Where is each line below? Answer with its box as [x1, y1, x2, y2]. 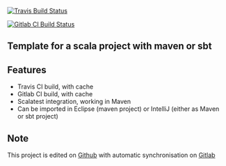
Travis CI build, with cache [17, 82, 94, 91]
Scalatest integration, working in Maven [17, 98, 131, 106]
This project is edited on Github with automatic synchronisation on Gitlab [7, 151, 216, 160]
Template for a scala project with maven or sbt [7, 40, 212, 52]
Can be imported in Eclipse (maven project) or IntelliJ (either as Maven [17, 105, 220, 113]
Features [7, 63, 47, 76]
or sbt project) [17, 112, 59, 121]
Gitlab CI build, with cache [17, 90, 93, 98]
